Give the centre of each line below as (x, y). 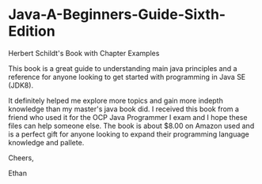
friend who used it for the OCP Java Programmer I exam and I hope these (128, 117)
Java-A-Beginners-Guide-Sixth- (117, 15)
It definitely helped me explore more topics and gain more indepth (116, 100)
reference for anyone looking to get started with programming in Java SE (127, 77)
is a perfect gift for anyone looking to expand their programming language (129, 134)
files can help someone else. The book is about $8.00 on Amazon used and (131, 126)
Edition (32, 31)
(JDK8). (21, 85)
